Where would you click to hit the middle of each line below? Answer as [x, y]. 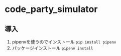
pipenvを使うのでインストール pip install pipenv [64, 42]
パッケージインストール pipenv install [52, 48]
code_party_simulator [51, 9]
